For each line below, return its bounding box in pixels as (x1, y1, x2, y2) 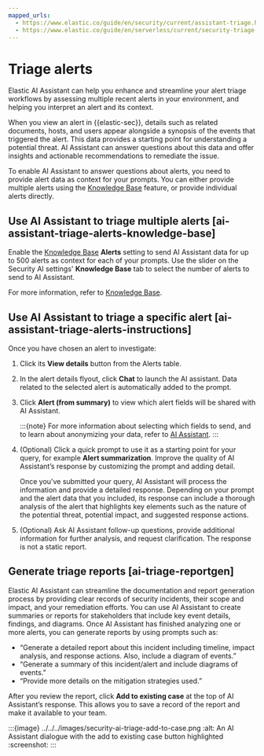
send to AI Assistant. (8, 273, 75, 282)
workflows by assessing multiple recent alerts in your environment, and (8, 94, 240, 104)
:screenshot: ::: (8, 739, 57, 749)
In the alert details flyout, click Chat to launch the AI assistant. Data (19, 374, 237, 384)
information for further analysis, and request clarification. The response (19, 534, 251, 543)
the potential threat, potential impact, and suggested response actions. (19, 510, 249, 519)
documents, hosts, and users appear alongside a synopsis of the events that (8, 127, 255, 136)
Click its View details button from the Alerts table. (19, 358, 182, 368)
